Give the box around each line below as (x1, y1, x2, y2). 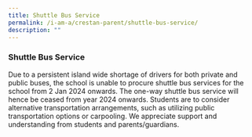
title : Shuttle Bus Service (8, 11, 100, 20)
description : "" (8, 26, 61, 34)
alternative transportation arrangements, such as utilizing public (8, 103, 215, 112)
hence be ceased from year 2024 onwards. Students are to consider (8, 95, 230, 104)
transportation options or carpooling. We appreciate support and (8, 111, 217, 121)
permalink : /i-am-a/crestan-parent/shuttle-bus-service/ (8, 19, 199, 27)
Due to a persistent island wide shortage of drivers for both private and (8, 70, 238, 79)
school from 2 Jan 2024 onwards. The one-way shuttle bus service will (8, 86, 239, 96)
